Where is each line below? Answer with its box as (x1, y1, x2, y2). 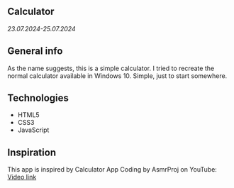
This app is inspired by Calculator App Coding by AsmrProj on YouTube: (7, 165, 218, 174)
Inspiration (7, 146, 57, 158)
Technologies (7, 92, 69, 104)
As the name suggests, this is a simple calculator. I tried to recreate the (7, 64, 215, 72)
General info (7, 45, 63, 57)
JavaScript (17, 126, 50, 134)
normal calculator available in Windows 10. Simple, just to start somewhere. (7, 71, 228, 80)
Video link (7, 173, 37, 182)
